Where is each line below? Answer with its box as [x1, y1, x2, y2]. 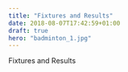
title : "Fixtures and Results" [8, 11, 114, 20]
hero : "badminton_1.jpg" [8, 34, 92, 42]
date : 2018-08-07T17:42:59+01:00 [8, 19, 121, 27]
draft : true [8, 26, 48, 34]
